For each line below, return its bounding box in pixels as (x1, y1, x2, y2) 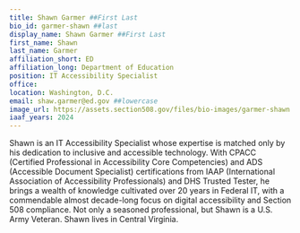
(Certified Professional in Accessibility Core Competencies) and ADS (9, 157, 263, 168)
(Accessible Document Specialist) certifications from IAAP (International (9, 167, 276, 177)
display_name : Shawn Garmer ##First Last (9, 30, 167, 39)
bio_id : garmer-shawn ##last (9, 22, 118, 30)
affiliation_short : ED (9, 55, 94, 64)
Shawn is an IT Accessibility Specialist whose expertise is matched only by (9, 138, 286, 149)
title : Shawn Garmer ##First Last (9, 13, 139, 22)
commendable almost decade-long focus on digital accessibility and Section (9, 194, 292, 206)
